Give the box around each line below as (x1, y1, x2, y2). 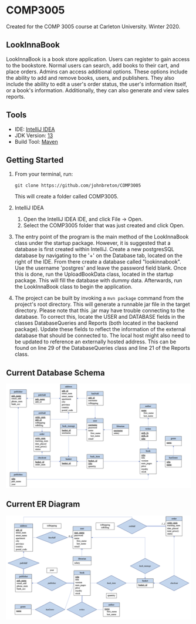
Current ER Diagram (6, 500, 80, 510)
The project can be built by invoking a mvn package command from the (14, 295, 184, 302)
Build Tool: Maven (14, 138, 58, 145)
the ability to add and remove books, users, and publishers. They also (6, 74, 175, 81)
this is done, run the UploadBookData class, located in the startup (14, 271, 174, 278)
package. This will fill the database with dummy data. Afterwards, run (14, 277, 183, 284)
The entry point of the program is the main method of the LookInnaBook (14, 233, 189, 241)
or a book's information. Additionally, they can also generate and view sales (6, 86, 189, 94)
